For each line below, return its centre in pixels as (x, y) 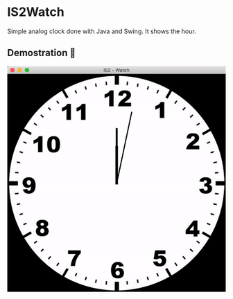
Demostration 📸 (42, 53)
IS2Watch (36, 12)
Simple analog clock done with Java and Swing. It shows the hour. (102, 31)
